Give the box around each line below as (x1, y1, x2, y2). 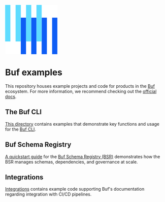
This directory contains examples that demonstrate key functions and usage (5, 121, 160, 127)
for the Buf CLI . (5, 126, 36, 132)
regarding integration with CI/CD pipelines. (5, 191, 92, 197)
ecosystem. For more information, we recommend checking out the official (5, 88, 157, 94)
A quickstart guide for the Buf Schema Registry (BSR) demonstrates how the (5, 153, 160, 160)
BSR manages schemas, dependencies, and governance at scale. (5, 159, 138, 165)
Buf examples (5, 67, 63, 78)
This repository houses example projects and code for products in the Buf (5, 83, 155, 89)
